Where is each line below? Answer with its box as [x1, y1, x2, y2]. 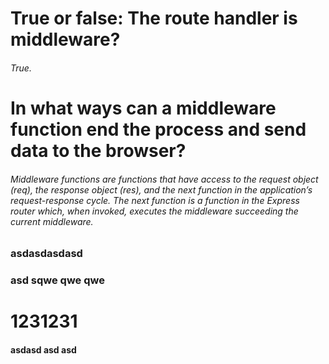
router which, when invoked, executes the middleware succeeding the [10, 205, 299, 217]
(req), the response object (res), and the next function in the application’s [10, 183, 313, 196]
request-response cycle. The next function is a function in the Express [10, 194, 300, 206]
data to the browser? [10, 139, 187, 162]
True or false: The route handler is [10, 7, 298, 30]
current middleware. [10, 215, 94, 227]
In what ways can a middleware [10, 97, 277, 119]
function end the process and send [10, 118, 307, 141]
